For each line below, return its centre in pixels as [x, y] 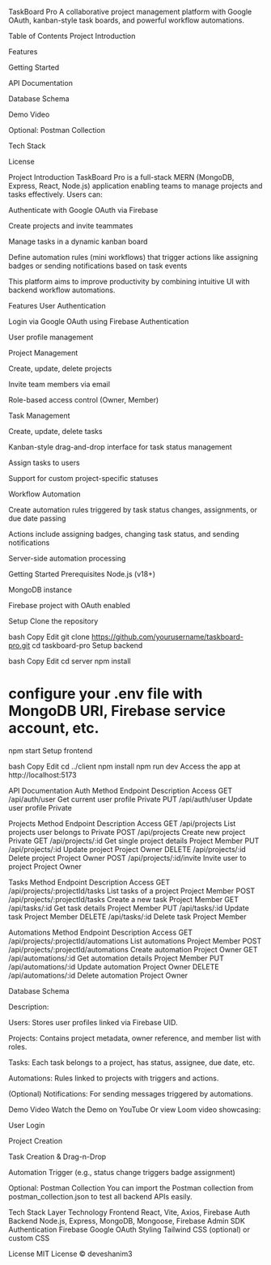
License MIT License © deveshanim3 [70, 1254]
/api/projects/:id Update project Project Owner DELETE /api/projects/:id [127, 849]
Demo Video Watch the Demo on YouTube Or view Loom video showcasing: [135, 1110]
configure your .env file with [106, 694]
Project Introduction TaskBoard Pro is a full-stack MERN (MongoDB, [121, 177]
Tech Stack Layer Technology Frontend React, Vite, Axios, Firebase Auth [129, 1212]
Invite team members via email [59, 384]
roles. [18, 1046]
